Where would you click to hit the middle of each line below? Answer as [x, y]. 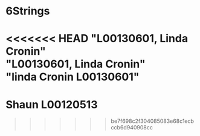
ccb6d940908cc [132, 128]
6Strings [28, 11]
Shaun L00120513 [52, 104]
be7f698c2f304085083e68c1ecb [153, 121]
